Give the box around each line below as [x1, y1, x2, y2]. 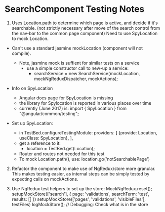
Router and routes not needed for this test [19, 151, 105, 157]
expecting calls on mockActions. [11, 176, 79, 182]
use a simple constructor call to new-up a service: [26, 65, 129, 71]
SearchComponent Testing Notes [4, 3, 145, 15]
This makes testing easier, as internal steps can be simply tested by [11, 170, 150, 176]
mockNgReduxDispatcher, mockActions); [34, 76, 118, 82]
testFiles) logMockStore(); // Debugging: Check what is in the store [11, 201, 149, 207]
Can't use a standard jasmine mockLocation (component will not [11, 45, 143, 51]
